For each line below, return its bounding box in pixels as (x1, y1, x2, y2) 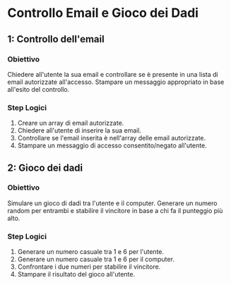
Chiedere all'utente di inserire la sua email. (17, 126, 142, 135)
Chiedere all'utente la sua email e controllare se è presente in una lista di (7, 70, 218, 78)
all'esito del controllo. (7, 85, 70, 93)
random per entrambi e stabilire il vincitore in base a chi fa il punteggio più (7, 206, 223, 214)
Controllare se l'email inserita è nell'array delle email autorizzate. (17, 134, 206, 142)
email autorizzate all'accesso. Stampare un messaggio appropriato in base (7, 78, 225, 86)
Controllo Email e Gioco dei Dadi (7, 5, 199, 21)
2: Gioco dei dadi (7, 162, 83, 174)
